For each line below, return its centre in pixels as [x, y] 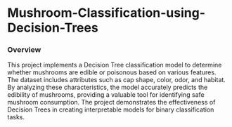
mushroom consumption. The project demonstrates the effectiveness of [111, 102]
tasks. [16, 117]
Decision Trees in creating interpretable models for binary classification [111, 109]
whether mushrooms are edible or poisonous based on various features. [112, 72]
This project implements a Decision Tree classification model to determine [115, 65]
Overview [24, 50]
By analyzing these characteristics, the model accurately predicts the [108, 87]
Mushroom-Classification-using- [107, 13]
